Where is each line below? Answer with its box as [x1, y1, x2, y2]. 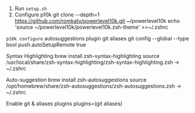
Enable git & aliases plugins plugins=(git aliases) [6, 100, 123, 107]
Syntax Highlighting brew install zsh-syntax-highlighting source [6, 53, 160, 59]
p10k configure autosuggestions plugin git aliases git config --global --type [6, 35, 189, 42]
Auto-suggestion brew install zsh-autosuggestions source [6, 76, 147, 83]
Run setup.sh [14, 5, 47, 12]
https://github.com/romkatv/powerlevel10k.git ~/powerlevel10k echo [14, 18, 180, 24]
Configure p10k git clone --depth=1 [14, 11, 100, 18]
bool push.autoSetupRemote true [6, 41, 86, 48]
